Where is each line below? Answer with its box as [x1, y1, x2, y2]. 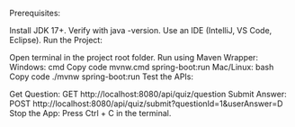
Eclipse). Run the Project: [9, 35, 103, 45]
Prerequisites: [9, 8, 61, 18]
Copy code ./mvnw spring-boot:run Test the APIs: [9, 71, 194, 82]
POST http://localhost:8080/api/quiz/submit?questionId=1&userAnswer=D [9, 98, 283, 109]
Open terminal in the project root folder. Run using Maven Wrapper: [9, 52, 259, 62]
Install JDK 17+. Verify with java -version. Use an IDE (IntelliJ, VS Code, [9, 25, 273, 35]
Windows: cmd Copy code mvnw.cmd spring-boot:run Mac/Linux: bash [9, 62, 274, 72]
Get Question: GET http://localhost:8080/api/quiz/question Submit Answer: [9, 89, 287, 99]
